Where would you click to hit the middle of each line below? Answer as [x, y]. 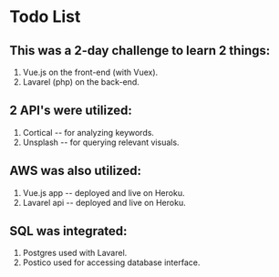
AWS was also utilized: [75, 171]
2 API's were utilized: [71, 111]
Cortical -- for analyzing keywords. [88, 132]
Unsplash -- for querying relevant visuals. [101, 142]
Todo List [45, 17]
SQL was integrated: [68, 231]
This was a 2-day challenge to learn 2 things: [140, 51]
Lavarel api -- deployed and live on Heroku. [104, 202]
